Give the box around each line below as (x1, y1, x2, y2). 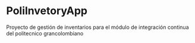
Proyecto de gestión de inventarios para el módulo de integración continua (6, 24, 189, 31)
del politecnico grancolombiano (6, 29, 84, 37)
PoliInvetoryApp (6, 4, 88, 18)
